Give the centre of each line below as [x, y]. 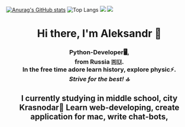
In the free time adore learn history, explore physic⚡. [99, 69]
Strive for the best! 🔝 [99, 79]
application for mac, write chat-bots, [99, 117]
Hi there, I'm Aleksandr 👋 [99, 34]
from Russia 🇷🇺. [99, 62]
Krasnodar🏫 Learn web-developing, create [99, 107]
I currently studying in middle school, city [99, 98]
